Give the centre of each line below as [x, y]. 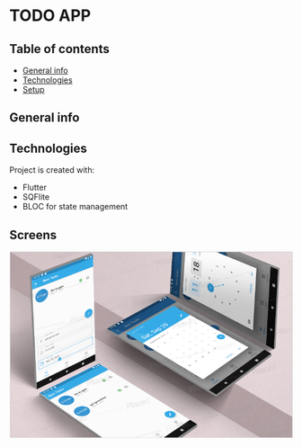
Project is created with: [52, 170]
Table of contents [59, 49]
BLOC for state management [75, 207]
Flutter [35, 188]
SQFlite [36, 197]
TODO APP [50, 16]
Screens [33, 235]
